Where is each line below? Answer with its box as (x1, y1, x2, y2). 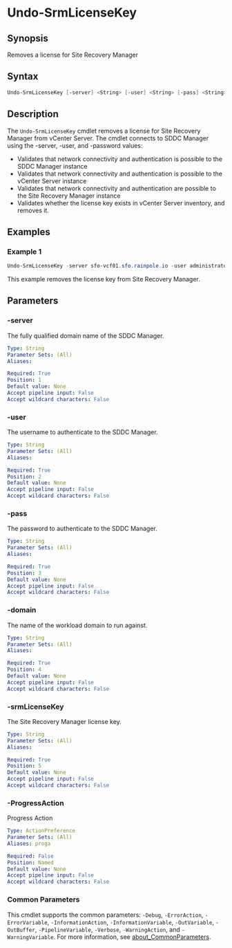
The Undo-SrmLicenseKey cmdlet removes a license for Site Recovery (7, 127, 201, 135)
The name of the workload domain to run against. (7, 621, 148, 629)
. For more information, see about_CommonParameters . (53, 932, 212, 941)
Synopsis (7, 32, 48, 44)
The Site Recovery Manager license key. (7, 717, 122, 725)
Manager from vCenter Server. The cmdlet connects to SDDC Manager (7, 133, 209, 142)
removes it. (17, 206, 50, 214)
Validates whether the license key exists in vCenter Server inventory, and (17, 198, 225, 207)
